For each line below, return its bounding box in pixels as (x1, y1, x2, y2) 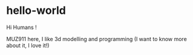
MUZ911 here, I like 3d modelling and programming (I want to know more (6, 35, 188, 42)
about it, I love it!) (6, 42, 50, 49)
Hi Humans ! (6, 24, 38, 31)
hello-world (6, 4, 67, 18)
